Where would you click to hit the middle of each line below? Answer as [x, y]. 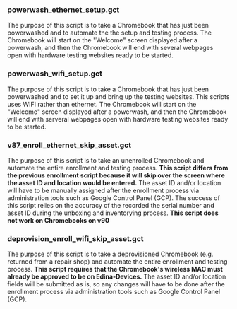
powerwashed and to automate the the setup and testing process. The [109, 33]
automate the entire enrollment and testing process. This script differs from [118, 168]
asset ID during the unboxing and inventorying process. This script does [113, 213]
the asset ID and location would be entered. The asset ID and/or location [114, 182]
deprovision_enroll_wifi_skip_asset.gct [75, 238]
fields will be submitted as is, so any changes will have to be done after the [116, 284]
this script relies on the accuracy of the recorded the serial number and [111, 205]
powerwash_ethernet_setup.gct [63, 10]
